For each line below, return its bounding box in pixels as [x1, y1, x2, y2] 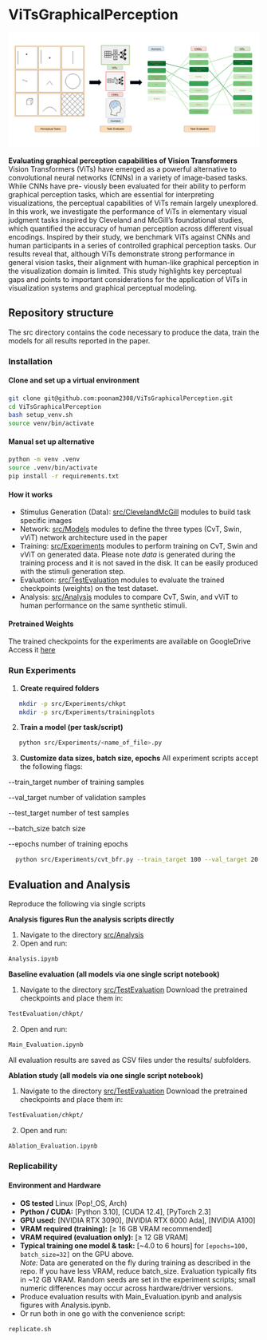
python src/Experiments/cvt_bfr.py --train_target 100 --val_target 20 [15, 856, 259, 864]
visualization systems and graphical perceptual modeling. [8, 283, 198, 292]
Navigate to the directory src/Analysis [19, 930, 144, 940]
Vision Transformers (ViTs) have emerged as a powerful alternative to [8, 164, 237, 173]
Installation [8, 355, 53, 367]
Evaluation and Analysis [8, 878, 131, 891]
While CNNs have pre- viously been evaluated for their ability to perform [8, 181, 246, 191]
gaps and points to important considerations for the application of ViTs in [8, 274, 249, 284]
